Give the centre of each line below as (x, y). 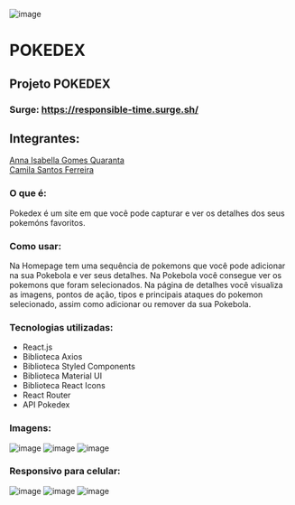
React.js (37, 347)
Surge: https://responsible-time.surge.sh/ (104, 109)
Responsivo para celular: (65, 472)
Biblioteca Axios (52, 357)
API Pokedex (46, 405)
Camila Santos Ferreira (52, 170)
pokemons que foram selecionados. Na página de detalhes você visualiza (146, 285)
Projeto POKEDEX (60, 84)
